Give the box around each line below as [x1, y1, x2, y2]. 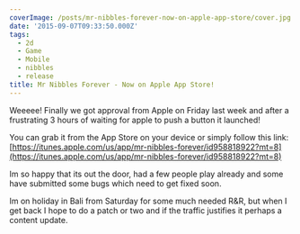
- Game [17, 47, 42, 56]
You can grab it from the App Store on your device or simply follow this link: [9, 131, 289, 142]
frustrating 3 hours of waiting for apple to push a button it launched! [9, 114, 260, 125]
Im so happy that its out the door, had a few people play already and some [9, 168, 284, 179]
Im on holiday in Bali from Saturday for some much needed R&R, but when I [9, 195, 287, 206]
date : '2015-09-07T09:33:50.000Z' [9, 22, 139, 31]
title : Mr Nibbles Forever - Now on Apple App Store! [9, 80, 216, 89]
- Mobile [17, 55, 50, 64]
